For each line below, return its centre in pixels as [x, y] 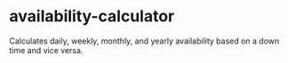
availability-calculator [92, 16]
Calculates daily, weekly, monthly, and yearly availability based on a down [144, 41]
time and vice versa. [46, 50]
